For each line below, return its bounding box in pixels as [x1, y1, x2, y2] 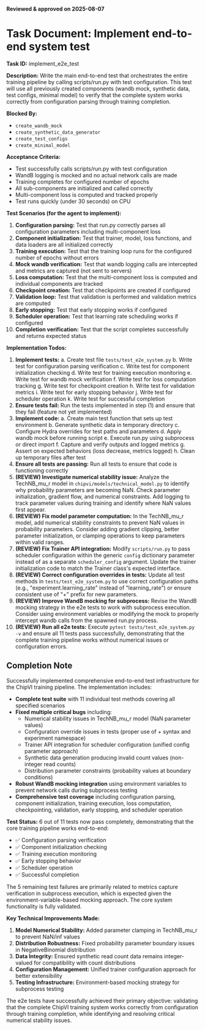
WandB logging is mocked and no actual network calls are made [15, 171, 177, 179]
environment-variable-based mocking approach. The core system [6, 896, 173, 904]
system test [28, 40, 91, 54]
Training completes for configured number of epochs [15, 178, 149, 185]
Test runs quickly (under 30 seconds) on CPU [15, 198, 131, 205]
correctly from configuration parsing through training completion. [6, 98, 171, 105]
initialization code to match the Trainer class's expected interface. [15, 564, 182, 572]
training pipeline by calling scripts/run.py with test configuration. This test [6, 78, 192, 85]
